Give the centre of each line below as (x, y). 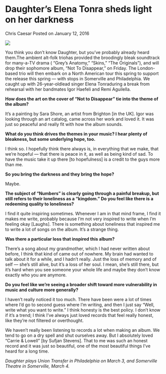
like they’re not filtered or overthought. (45, 320)
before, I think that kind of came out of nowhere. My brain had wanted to (79, 253)
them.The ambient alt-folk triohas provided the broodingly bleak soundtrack (83, 58)
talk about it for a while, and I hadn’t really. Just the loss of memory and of (81, 259)
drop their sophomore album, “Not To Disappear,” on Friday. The (71, 68)
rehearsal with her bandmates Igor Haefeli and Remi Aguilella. (68, 89)
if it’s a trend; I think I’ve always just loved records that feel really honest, (79, 315)
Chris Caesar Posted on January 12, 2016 (47, 33)
